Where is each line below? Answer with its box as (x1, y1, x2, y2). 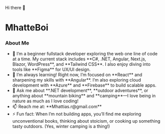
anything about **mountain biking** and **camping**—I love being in (12, 93, 156, 99)
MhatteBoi (5, 22, 48, 33)
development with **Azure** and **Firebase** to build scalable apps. (12, 82, 157, 89)
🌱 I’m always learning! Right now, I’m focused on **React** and (12, 72, 142, 78)
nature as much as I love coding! (12, 98, 79, 104)
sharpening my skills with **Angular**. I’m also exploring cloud (12, 77, 141, 83)
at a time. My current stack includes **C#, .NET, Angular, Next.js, (12, 56, 147, 62)
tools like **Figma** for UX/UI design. (12, 67, 91, 73)
